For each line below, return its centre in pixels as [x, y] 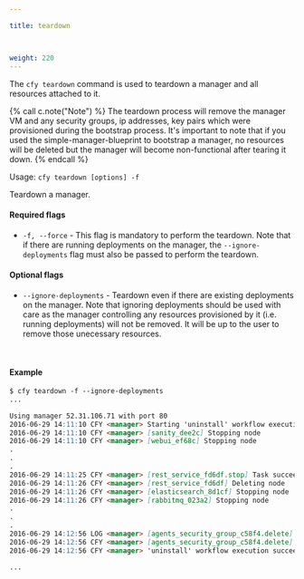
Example [26, 372]
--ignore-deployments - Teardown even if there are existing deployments [158, 294]
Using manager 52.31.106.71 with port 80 [89, 416]
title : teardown [40, 25]
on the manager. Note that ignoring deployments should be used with [152, 304]
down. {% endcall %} [49, 159]
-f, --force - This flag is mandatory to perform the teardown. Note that [157, 235]
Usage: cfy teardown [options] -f [75, 177]
